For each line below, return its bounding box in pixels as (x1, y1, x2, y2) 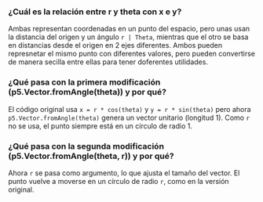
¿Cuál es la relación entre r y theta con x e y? (8, 6, 182, 17)
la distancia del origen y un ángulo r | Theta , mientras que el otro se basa (8, 32, 249, 41)
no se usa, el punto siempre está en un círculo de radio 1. (8, 121, 193, 131)
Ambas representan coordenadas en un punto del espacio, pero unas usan (8, 24, 250, 34)
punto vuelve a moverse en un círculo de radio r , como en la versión (8, 176, 229, 186)
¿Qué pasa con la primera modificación (8, 77, 161, 88)
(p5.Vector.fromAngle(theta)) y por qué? (8, 87, 167, 98)
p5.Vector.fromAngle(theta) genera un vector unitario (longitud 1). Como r (8, 113, 250, 122)
